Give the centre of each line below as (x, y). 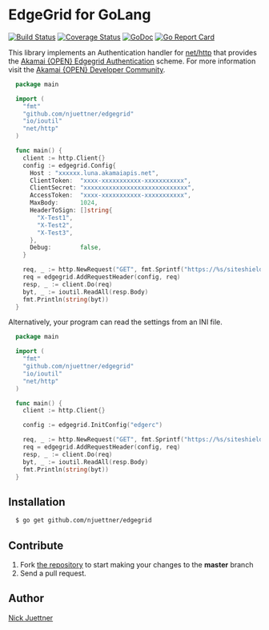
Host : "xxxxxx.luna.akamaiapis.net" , (94, 173)
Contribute (36, 545)
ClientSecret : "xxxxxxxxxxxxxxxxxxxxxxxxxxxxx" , (112, 188)
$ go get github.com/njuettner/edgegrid (84, 520)
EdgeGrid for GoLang (80, 15)
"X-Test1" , (55, 217)
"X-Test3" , (55, 233)
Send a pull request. (53, 573)
